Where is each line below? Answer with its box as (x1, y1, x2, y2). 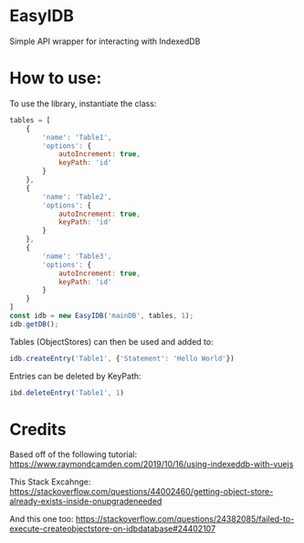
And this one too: (9, 514, 75, 525)
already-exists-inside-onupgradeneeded (9, 495, 162, 507)
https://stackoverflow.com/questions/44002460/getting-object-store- (9, 486, 274, 497)
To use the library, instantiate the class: (9, 98, 157, 109)
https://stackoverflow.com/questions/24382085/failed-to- (76, 514, 295, 525)
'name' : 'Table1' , (42, 133, 112, 142)
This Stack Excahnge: (9, 476, 91, 487)
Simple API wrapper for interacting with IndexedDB (9, 36, 201, 47)
